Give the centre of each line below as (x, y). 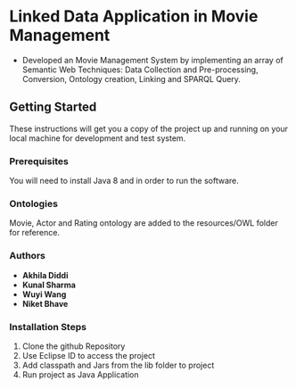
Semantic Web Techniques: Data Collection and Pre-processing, (140, 70)
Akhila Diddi (45, 275)
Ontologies (33, 203)
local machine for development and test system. (98, 138)
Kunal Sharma (49, 285)
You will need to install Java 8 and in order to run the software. (124, 181)
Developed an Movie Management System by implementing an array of (152, 60)
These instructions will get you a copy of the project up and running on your (148, 128)
